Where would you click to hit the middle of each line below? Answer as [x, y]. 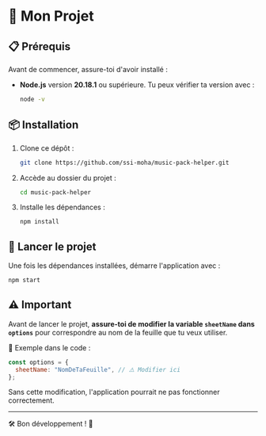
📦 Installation [44, 125]
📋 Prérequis [40, 46]
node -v [32, 99]
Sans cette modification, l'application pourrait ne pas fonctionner [114, 392]
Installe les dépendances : [62, 207]
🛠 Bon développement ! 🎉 [51, 424]
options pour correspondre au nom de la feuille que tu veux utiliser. [118, 332]
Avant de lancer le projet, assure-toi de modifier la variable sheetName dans [131, 323]
